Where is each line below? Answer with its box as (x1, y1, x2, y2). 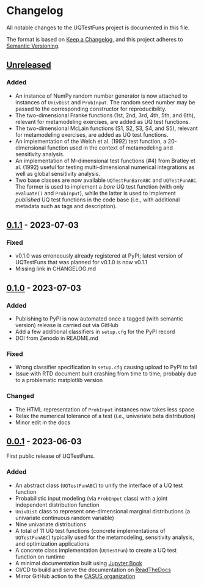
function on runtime (15, 553, 65, 560)
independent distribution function (15, 501, 100, 508)
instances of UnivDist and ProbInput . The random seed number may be (15, 98, 195, 106)
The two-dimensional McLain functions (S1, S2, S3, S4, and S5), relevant (15, 125, 199, 132)
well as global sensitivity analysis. (15, 170, 101, 177)
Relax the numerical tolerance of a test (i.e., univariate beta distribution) (15, 412, 196, 419)
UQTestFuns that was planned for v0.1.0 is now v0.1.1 (15, 259, 148, 266)
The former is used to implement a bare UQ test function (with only (15, 183, 184, 190)
